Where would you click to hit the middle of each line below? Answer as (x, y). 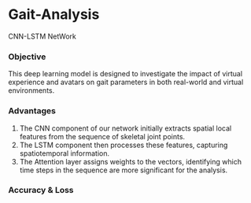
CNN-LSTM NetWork (42, 36)
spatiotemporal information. (65, 153)
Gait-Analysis (54, 15)
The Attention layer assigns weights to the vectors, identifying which (131, 161)
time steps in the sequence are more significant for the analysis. (124, 170)
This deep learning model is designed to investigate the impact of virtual (125, 74)
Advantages (32, 111)
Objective (27, 57)
